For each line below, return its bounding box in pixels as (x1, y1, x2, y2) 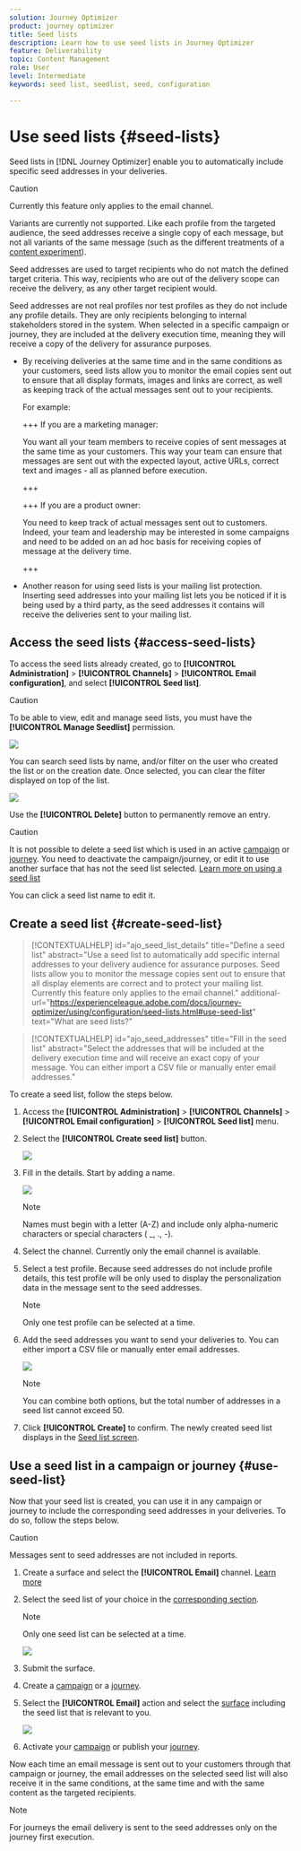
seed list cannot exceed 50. (21, 1405, 125, 1416)
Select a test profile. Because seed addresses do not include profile (21, 1264, 273, 1274)
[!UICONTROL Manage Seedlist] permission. (9, 722, 176, 733)
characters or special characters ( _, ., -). (21, 1229, 174, 1239)
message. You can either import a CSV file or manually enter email (30, 1062, 277, 1073)
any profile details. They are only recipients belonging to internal (9, 309, 247, 320)
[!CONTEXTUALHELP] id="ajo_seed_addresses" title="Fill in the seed (30, 1033, 287, 1045)
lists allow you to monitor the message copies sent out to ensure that (30, 969, 286, 979)
